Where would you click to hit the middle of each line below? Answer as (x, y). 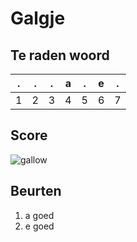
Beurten (36, 191)
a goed (39, 215)
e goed (39, 226)
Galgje (38, 18)
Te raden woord (60, 55)
